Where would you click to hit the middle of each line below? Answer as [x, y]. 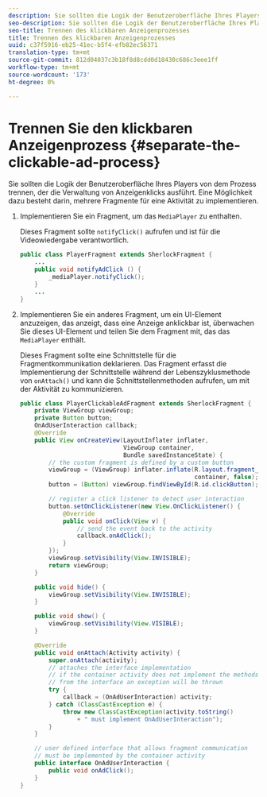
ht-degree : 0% [32, 82]
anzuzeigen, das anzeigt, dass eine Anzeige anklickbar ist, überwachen [137, 323]
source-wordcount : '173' [49, 75]
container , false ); [226, 478]
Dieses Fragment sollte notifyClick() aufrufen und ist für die [120, 232]
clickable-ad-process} [84, 162]
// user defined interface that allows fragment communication [141, 749]
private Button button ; [74, 418]
